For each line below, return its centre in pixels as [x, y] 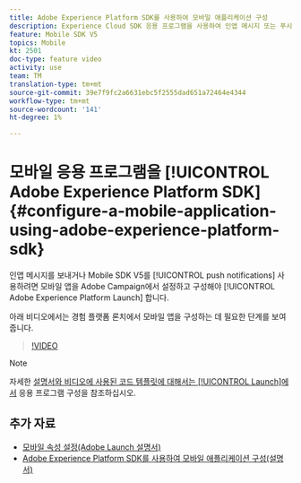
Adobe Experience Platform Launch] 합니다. [90, 298]
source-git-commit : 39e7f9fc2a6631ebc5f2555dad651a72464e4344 [128, 92]
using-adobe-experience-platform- [145, 230]
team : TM [26, 76]
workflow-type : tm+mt [50, 101]
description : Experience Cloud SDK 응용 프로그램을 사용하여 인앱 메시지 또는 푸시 [151, 26]
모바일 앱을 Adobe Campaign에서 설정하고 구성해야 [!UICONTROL [158, 287]
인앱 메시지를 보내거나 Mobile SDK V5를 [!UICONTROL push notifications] [142, 275]
